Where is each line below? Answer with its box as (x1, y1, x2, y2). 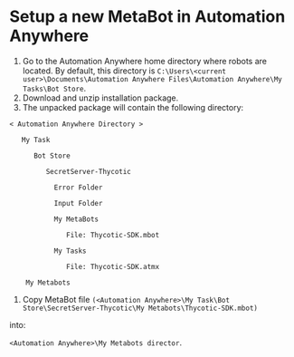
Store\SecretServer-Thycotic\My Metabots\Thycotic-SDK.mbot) (22, 304, 259, 313)
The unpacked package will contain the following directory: (22, 101, 244, 112)
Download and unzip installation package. (22, 92, 179, 103)
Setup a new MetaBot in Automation (9, 6, 286, 27)
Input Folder (53, 198, 103, 207)
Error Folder (53, 183, 103, 192)
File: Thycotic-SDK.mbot (66, 230, 160, 239)
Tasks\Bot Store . (22, 82, 87, 93)
